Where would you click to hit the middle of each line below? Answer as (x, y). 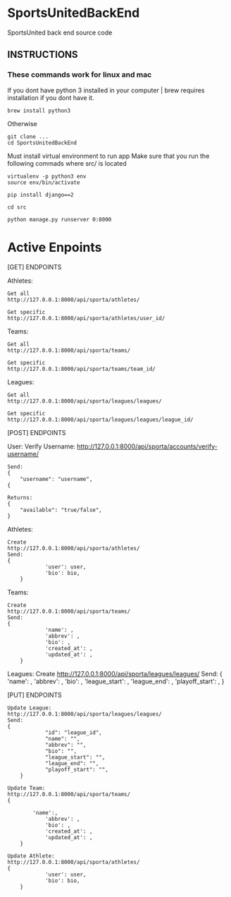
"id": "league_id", (73, 732)
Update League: (30, 708)
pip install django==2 (40, 195)
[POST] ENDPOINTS (37, 432)
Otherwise (22, 123)
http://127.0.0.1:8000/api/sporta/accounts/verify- (148, 446)
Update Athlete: (31, 856)
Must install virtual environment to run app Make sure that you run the (108, 156)
